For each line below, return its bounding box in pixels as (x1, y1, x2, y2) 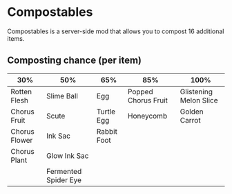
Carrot (180, 115, 202, 125)
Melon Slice (180, 95, 219, 105)
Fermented (46, 166, 82, 176)
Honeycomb (127, 111, 168, 121)
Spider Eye (46, 175, 81, 184)
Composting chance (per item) (7, 55, 142, 67)
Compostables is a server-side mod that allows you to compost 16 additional (7, 27, 224, 35)
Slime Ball (46, 91, 78, 100)
